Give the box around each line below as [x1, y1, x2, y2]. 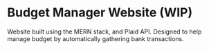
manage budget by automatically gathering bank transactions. [7, 34, 185, 42]
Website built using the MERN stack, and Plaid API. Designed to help [7, 27, 202, 36]
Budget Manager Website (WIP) [7, 5, 193, 21]
